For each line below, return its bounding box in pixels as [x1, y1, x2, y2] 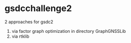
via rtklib [11, 33, 29, 39]
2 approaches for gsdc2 [4, 19, 53, 25]
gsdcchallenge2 [4, 3, 72, 14]
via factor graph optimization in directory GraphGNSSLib [11, 28, 126, 34]
